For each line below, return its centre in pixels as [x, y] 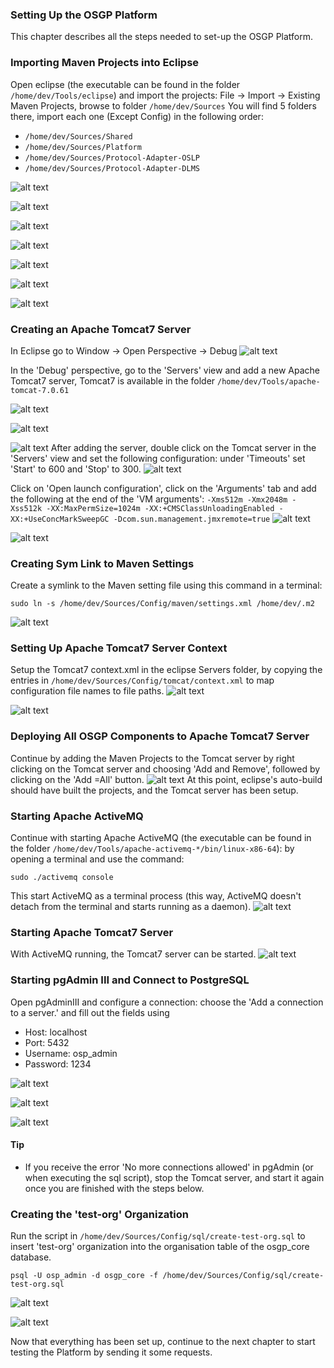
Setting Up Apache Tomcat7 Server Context [119, 648]
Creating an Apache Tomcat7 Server [101, 329]
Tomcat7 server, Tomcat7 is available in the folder [113, 380]
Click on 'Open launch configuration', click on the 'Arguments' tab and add [163, 488]
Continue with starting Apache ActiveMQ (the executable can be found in [161, 838]
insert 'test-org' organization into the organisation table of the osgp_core [160, 1247]
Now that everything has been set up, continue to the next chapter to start [163, 1342]
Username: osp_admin [71, 1053]
